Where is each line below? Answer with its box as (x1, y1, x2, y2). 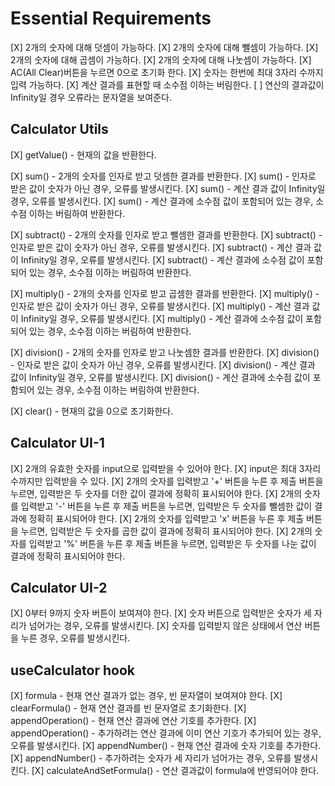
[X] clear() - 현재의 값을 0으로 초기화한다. (10, 405, 174, 417)
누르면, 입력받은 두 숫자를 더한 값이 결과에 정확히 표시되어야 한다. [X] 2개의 (10, 487, 303, 499)
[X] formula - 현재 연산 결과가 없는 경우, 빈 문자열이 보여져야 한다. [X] (10, 690, 283, 702)
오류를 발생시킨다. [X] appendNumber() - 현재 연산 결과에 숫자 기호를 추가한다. (10, 740, 322, 752)
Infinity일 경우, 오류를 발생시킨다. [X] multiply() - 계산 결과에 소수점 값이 (20, 312, 304, 324)
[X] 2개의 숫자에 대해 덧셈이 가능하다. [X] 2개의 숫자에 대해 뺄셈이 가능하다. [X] (10, 41, 319, 53)
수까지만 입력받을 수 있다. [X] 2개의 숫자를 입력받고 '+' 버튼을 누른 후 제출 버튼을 (10, 475, 324, 487)
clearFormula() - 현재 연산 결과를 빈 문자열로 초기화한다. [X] (10, 702, 247, 714)
